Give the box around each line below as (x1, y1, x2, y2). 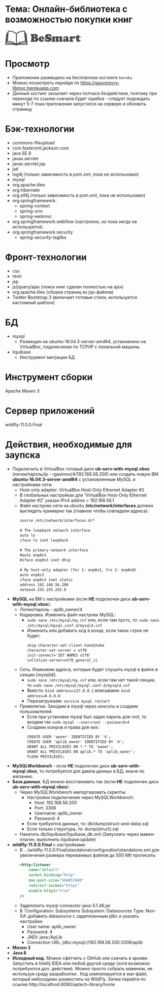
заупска (5, 449, 40, 460)
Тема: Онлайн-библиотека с (5, 3, 128, 15)
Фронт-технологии (5, 252, 87, 263)
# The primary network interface (19, 547, 89, 552)
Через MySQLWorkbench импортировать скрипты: (19, 789, 127, 795)
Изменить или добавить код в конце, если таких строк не (27, 627, 149, 633)
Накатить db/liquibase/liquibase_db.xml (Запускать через (19, 831, 139, 837)
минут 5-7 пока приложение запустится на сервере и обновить (12, 100, 146, 107)
